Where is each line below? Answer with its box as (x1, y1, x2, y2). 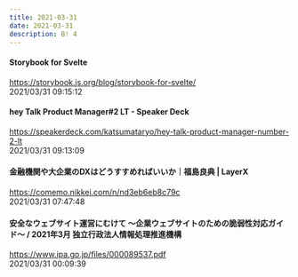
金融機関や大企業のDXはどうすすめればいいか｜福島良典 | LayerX (9, 166, 249, 178)
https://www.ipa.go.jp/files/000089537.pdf (9, 249, 166, 260)
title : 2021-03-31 (9, 12, 77, 22)
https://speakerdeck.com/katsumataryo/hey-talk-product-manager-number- (9, 126, 289, 137)
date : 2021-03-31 (9, 21, 74, 30)
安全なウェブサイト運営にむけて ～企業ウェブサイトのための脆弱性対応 (9, 218, 269, 228)
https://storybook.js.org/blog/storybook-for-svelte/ (9, 76, 197, 87)
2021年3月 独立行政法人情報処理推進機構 (31, 228, 182, 240)
